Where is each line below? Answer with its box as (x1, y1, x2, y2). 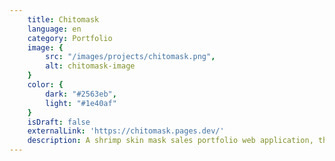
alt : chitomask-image (45, 61, 136, 71)
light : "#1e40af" (45, 98, 117, 108)
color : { (27, 80, 64, 90)
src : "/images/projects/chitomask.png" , (45, 52, 216, 62)
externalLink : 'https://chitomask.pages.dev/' (27, 126, 225, 136)
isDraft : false (27, 117, 91, 127)
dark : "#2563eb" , (45, 89, 117, 99)
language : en (27, 24, 82, 34)
